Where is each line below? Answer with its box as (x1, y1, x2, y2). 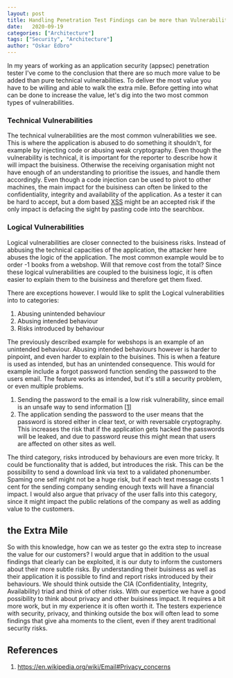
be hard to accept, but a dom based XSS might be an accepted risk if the (7, 198, 216, 206)
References (7, 644, 58, 656)
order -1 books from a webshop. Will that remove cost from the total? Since (7, 260, 222, 269)
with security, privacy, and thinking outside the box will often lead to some (7, 609, 219, 618)
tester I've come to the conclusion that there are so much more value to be (7, 69, 221, 77)
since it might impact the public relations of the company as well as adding (7, 497, 221, 505)
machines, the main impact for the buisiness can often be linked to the (7, 183, 208, 192)
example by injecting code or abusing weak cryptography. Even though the (7, 146, 222, 155)
